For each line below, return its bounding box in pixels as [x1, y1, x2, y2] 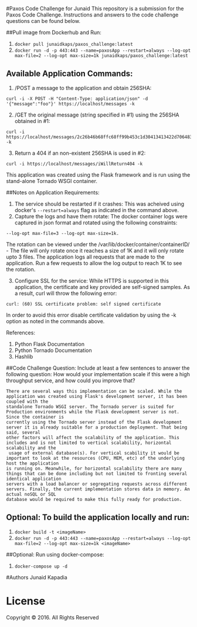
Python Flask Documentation [14, 340, 85, 347]
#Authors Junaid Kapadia [6, 573, 67, 580]
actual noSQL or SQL [6, 491, 57, 497]
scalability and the [6, 444, 57, 451]
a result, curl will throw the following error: [14, 290, 117, 297]
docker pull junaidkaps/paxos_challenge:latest [14, 41, 133, 47]
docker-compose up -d [14, 563, 67, 569]
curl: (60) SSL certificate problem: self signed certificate [6, 301, 161, 307]
